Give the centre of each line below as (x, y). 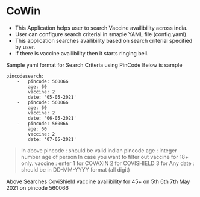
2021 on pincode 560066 (38, 187)
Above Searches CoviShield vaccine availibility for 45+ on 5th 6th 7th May (98, 181)
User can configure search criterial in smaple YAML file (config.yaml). (101, 34)
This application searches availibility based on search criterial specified (104, 40)
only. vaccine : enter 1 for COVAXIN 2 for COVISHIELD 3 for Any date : (108, 163)
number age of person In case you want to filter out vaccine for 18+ (105, 157)
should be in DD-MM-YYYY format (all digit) (76, 169)
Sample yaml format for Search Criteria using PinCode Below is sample (94, 65)
